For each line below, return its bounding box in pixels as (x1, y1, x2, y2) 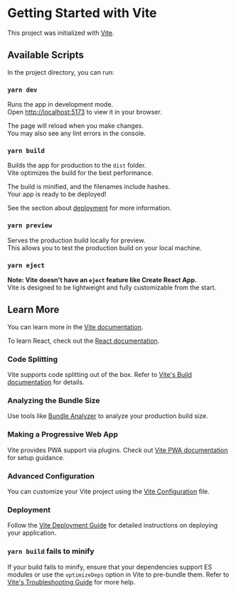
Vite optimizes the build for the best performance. (7, 169, 154, 177)
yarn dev (7, 85, 38, 94)
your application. (7, 528, 57, 538)
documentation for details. (7, 378, 85, 387)
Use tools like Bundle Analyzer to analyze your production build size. (7, 412, 208, 420)
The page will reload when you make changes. (7, 122, 144, 130)
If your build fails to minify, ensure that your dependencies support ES (7, 562, 213, 571)
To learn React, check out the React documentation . (7, 336, 160, 345)
